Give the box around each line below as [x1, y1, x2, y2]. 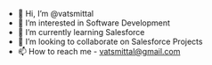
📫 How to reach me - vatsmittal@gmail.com [17, 47, 181, 56]
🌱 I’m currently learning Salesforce [17, 27, 145, 37]
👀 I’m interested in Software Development [17, 18, 171, 28]
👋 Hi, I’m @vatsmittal [17, 9, 94, 18]
